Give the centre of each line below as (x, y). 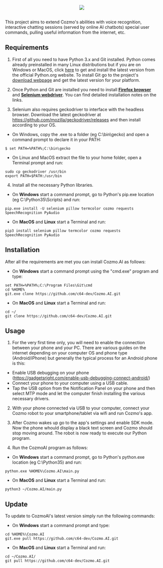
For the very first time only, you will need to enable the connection (78, 343)
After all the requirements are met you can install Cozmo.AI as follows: (75, 262)
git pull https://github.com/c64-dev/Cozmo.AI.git (57, 561)
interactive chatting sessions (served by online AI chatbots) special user (77, 27)
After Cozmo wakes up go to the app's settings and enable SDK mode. (83, 423)
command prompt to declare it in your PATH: (56, 139)
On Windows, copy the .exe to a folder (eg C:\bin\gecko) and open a (81, 134)
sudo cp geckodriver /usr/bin (36, 172)
